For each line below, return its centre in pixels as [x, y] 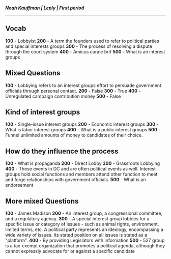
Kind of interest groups [43, 112]
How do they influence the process [62, 151]
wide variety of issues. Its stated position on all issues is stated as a [76, 235]
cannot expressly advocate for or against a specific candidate [70, 251]
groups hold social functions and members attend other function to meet [81, 174]
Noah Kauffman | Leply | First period [45, 8]
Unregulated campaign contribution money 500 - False [63, 96]
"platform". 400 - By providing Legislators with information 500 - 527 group [85, 240]
